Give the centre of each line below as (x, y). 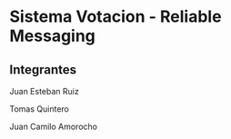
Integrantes (43, 69)
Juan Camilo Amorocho (54, 126)
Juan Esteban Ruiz (44, 91)
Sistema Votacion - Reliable (115, 17)
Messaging (52, 36)
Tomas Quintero (40, 109)
